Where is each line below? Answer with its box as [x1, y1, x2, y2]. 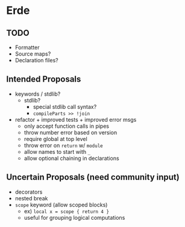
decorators [14, 188, 43, 196]
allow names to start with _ [24, 148, 91, 155]
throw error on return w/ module [24, 142, 104, 149]
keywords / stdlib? [14, 90, 61, 97]
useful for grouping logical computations [24, 214, 125, 221]
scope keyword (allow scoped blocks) [14, 201, 108, 208]
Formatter [14, 44, 40, 51]
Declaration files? [14, 57, 58, 64]
